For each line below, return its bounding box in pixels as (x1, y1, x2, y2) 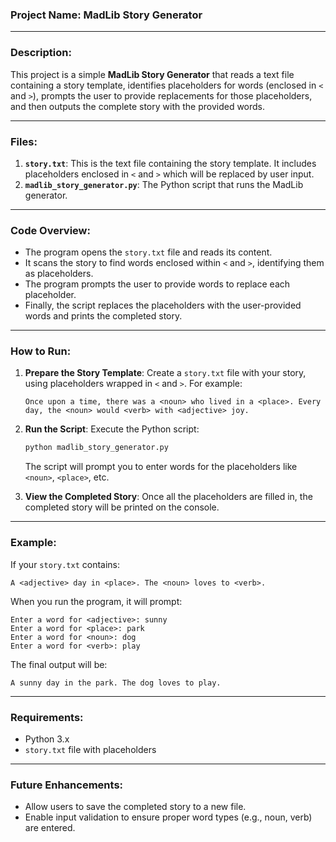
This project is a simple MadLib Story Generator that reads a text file (10, 68, 295, 80)
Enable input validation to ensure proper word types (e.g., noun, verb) (24, 811, 313, 823)
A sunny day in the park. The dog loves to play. (10, 678, 222, 688)
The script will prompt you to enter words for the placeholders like (24, 461, 298, 473)
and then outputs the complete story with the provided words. (10, 100, 266, 112)
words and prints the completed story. (24, 310, 183, 322)
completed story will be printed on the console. (24, 501, 220, 513)
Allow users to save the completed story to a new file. (24, 801, 247, 813)
